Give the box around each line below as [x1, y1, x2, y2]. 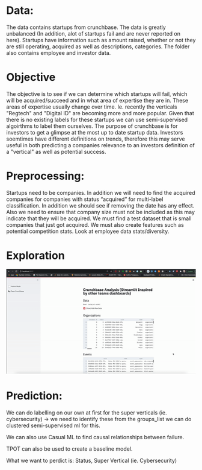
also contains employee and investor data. [6, 49, 111, 56]
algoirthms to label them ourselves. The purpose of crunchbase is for [6, 122, 178, 130]
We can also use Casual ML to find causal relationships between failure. [6, 433, 185, 440]
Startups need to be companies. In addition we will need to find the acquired [6, 189, 195, 196]
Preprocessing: [6, 170, 85, 183]
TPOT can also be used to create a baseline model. [6, 445, 133, 453]
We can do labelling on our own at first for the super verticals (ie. [6, 408, 167, 416]
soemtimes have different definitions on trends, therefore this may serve [6, 135, 185, 142]
